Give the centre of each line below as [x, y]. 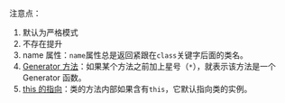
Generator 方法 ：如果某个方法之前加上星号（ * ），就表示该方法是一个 [149, 66]
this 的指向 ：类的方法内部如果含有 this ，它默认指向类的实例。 [137, 89]
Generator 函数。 [55, 78]
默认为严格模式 [50, 33]
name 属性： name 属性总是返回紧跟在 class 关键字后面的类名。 [135, 55]
